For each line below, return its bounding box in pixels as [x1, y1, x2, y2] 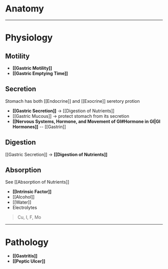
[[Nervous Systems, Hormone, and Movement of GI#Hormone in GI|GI [12, 118, 161, 124]
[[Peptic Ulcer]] [12, 258, 45, 265]
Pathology [5, 237, 49, 248]
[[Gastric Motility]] [12, 65, 52, 71]
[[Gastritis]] [12, 253, 37, 259]
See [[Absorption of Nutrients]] [5, 179, 69, 185]
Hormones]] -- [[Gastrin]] [12, 123, 66, 130]
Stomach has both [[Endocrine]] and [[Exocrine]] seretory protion [5, 98, 140, 104]
